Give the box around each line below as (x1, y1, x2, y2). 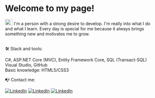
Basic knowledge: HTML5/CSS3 (5, 67, 69, 73)
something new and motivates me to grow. (5, 31, 90, 37)
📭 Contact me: (5, 77, 35, 83)
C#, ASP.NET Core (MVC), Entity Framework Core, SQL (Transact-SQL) (5, 56, 147, 63)
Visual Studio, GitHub (5, 62, 47, 68)
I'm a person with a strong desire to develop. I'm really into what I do (14, 20, 151, 27)
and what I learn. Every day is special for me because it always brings (5, 26, 144, 31)
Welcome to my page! (5, 3, 94, 14)
